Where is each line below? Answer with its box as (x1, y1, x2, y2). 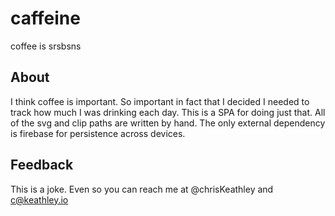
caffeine (10, 7, 81, 30)
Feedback (10, 157, 74, 174)
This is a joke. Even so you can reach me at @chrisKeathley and (10, 183, 274, 195)
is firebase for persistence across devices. (10, 127, 186, 139)
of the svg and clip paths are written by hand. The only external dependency (10, 117, 326, 129)
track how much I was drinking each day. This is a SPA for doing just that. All (10, 106, 326, 118)
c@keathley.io (10, 193, 69, 206)
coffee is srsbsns (10, 40, 82, 52)
